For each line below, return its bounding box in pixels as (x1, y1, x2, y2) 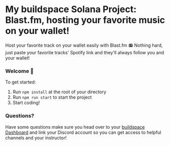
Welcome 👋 (5, 67, 34, 75)
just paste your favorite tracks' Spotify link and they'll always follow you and (5, 49, 164, 55)
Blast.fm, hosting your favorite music (5, 14, 165, 26)
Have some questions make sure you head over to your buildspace (5, 124, 145, 130)
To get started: (5, 79, 37, 85)
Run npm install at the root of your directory (12, 89, 107, 95)
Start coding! (12, 100, 40, 106)
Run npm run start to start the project (12, 94, 92, 100)
